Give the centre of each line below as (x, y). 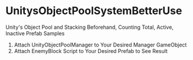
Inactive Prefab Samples (35, 33)
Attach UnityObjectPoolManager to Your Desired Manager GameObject (100, 45)
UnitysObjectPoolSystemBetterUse (94, 11)
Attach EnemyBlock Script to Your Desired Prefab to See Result (91, 51)
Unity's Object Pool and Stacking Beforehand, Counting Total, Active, (89, 27)
